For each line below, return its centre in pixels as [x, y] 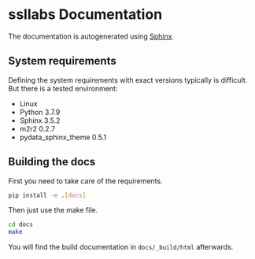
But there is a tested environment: [63, 88]
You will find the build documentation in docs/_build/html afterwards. [121, 247]
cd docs [21, 225]
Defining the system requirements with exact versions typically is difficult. [128, 80]
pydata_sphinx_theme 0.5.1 [63, 137]
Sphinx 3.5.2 [40, 120]
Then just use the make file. [53, 210]
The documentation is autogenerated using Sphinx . [91, 36]
